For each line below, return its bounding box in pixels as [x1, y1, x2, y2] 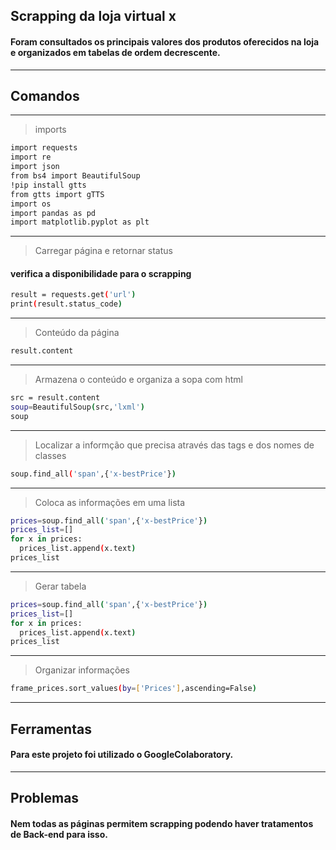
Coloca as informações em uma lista [34, 496, 186, 508]
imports [34, 124, 67, 136]
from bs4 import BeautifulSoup [10, 171, 141, 181]
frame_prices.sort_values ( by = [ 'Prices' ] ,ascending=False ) [10, 684, 257, 694]
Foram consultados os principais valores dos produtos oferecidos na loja [10, 35, 320, 48]
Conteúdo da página [34, 327, 120, 339]
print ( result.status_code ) [10, 299, 123, 309]
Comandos [10, 87, 80, 104]
